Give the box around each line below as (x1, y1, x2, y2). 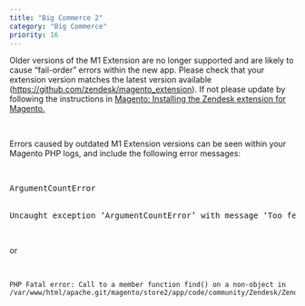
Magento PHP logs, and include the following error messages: (9, 148, 241, 159)
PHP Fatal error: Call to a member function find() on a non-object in (9, 281, 286, 290)
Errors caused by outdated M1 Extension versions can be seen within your (9, 138, 287, 150)
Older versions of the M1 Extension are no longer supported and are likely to (9, 55, 294, 66)
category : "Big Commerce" (9, 22, 107, 31)
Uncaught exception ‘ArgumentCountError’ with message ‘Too (9, 211, 283, 221)
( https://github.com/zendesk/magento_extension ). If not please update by (9, 84, 286, 95)
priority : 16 (9, 30, 59, 39)
